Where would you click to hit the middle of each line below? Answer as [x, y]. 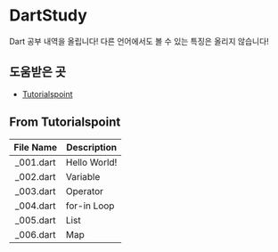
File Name [36, 147]
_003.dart [35, 191]
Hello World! [91, 162]
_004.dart [35, 206]
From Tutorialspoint [65, 122]
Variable [83, 176]
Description [92, 147]
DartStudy [48, 16]
